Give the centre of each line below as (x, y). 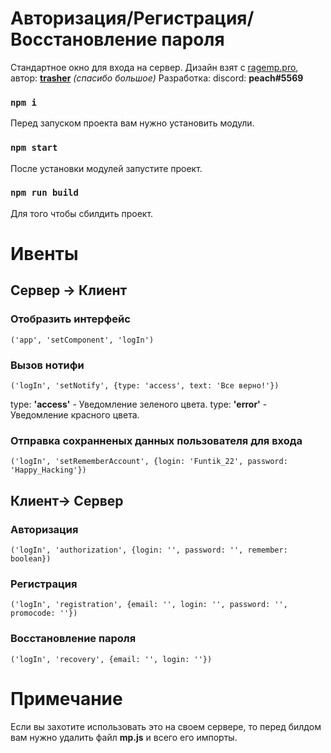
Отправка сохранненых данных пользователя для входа (156, 440)
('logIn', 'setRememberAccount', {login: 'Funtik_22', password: (149, 462)
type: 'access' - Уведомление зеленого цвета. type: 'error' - (139, 404)
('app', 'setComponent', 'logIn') (82, 340)
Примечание (66, 698)
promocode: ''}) (44, 613)
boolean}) (31, 558)
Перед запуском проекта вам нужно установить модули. (132, 123)
